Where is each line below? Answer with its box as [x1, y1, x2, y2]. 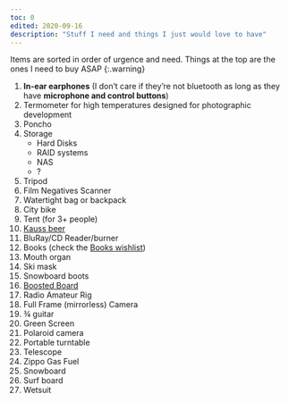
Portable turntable [22, 337, 90, 348]
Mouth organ [22, 252, 72, 263]
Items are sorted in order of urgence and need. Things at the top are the [10, 54, 276, 65]
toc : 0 [10, 13, 35, 22]
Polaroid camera [22, 328, 84, 339]
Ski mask [22, 261, 57, 272]
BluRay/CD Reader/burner [22, 233, 119, 244]
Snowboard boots [22, 271, 89, 281]
